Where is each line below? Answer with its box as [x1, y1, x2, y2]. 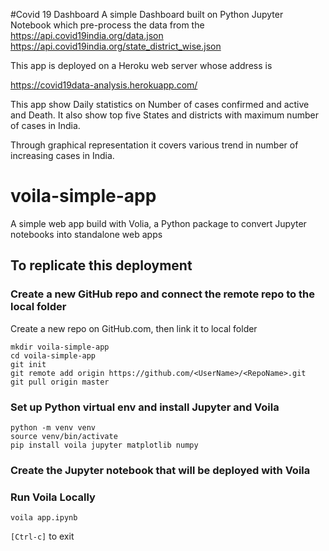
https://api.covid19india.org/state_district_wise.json [10, 40, 222, 52]
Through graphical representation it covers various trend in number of [10, 139, 299, 151]
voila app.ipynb [10, 513, 78, 523]
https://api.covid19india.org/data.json [10, 30, 164, 41]
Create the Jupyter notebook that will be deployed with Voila [10, 463, 311, 477]
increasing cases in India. [10, 150, 115, 161]
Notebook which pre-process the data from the [10, 19, 205, 31]
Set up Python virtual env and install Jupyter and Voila [10, 400, 280, 414]
